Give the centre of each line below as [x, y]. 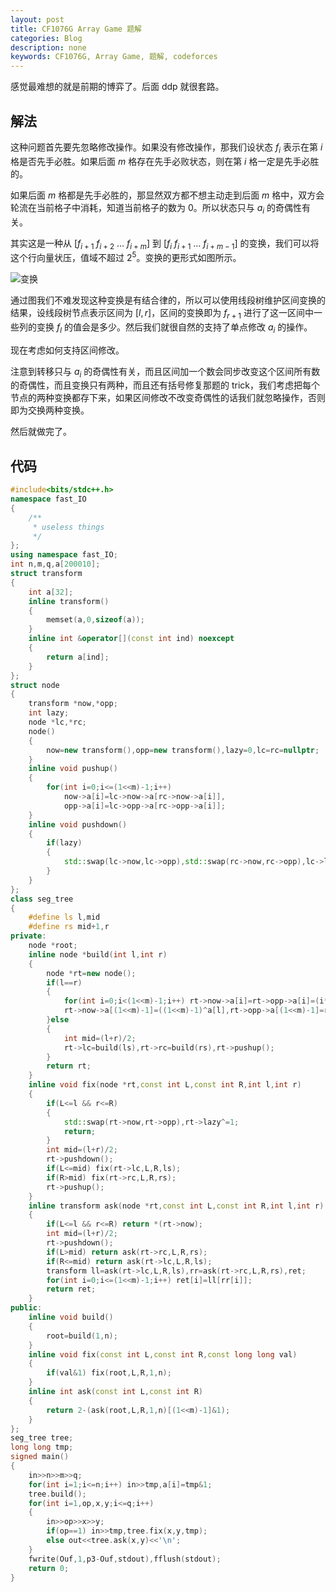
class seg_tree [42, 899]
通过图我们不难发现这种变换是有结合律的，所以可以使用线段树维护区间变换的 [168, 300]
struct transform [46, 574]
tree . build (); [57, 1494]
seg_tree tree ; [42, 1438]
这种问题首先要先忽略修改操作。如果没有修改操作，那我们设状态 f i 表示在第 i [166, 148]
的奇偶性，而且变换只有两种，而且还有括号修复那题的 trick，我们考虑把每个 [165, 385]
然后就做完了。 [41, 432]
